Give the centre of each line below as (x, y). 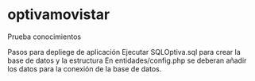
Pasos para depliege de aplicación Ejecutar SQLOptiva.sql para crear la (124, 52)
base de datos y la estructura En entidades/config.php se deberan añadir (127, 60)
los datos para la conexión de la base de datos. (85, 68)
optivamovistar (59, 15)
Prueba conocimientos (44, 37)
